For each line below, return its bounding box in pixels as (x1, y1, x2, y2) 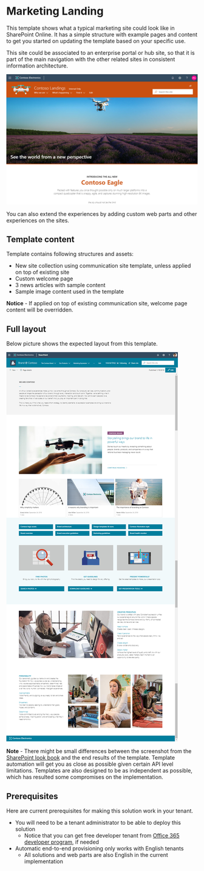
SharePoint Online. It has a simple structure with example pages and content (6, 30, 198, 38)
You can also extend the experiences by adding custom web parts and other (6, 210, 197, 217)
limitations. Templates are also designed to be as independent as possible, (6, 767, 193, 774)
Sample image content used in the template (15, 288, 124, 296)
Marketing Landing (6, 4, 104, 18)
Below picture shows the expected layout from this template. (6, 340, 158, 347)
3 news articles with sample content (15, 282, 106, 289)
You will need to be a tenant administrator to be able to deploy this (15, 819, 181, 826)
